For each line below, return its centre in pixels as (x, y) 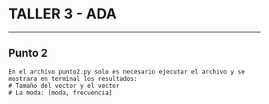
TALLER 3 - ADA (63, 14)
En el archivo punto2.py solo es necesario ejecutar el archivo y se (127, 72)
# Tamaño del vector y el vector (64, 86)
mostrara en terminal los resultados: (73, 78)
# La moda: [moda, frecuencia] (60, 93)
